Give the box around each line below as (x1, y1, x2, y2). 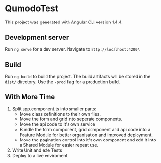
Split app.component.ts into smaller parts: (12, 106, 97, 112)
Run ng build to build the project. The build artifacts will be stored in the (5, 73, 151, 79)
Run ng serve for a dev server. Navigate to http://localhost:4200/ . (5, 46, 141, 52)
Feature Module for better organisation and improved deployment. (19, 132, 153, 138)
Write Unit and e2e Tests (12, 147, 62, 153)
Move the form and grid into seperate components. (19, 116, 122, 122)
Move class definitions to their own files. (19, 111, 101, 117)
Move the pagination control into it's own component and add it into (19, 137, 156, 143)
